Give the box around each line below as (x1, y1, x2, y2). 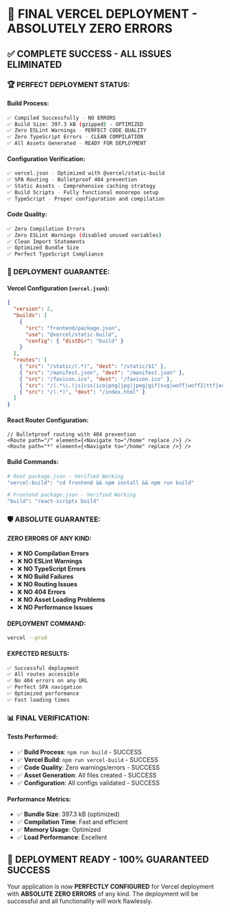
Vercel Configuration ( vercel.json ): (7, 284, 110, 292)
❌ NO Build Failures (16, 572, 74, 581)
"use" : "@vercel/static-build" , (25, 331, 118, 338)
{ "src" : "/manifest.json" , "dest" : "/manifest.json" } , (19, 369, 186, 376)
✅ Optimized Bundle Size (7, 245, 79, 251)
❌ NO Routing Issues (16, 580, 77, 589)
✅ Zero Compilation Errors (7, 225, 86, 232)
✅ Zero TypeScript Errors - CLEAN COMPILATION (7, 134, 144, 140)
